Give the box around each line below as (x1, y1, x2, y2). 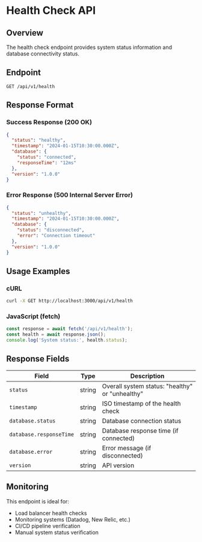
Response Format (6, 100, 74, 110)
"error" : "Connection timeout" (17, 233, 96, 239)
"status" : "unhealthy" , (11, 210, 71, 216)
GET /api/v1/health (6, 83, 55, 89)
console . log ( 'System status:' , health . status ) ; (6, 337, 128, 343)
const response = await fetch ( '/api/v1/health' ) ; (6, 326, 133, 332)
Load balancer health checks (14, 509, 87, 517)
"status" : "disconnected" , (17, 227, 85, 233)
